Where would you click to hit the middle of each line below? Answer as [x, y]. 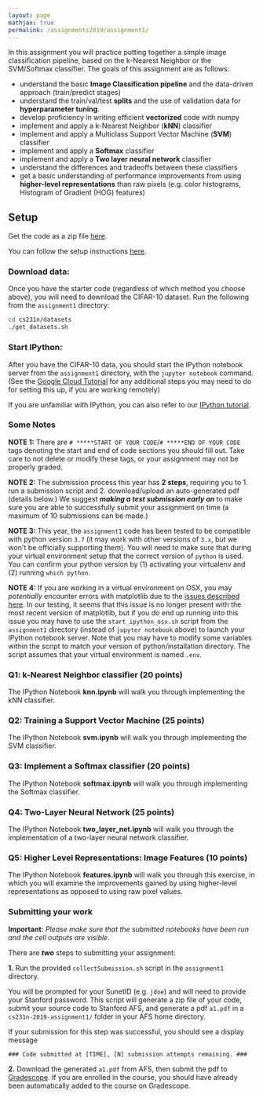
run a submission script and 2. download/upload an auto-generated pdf [124, 491]
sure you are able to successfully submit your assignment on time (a [119, 507]
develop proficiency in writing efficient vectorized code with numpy [129, 118]
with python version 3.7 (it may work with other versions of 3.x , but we [123, 539]
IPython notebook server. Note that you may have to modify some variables [130, 637]
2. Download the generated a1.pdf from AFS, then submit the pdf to [118, 1069]
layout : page [29, 15]
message [23, 1040]
